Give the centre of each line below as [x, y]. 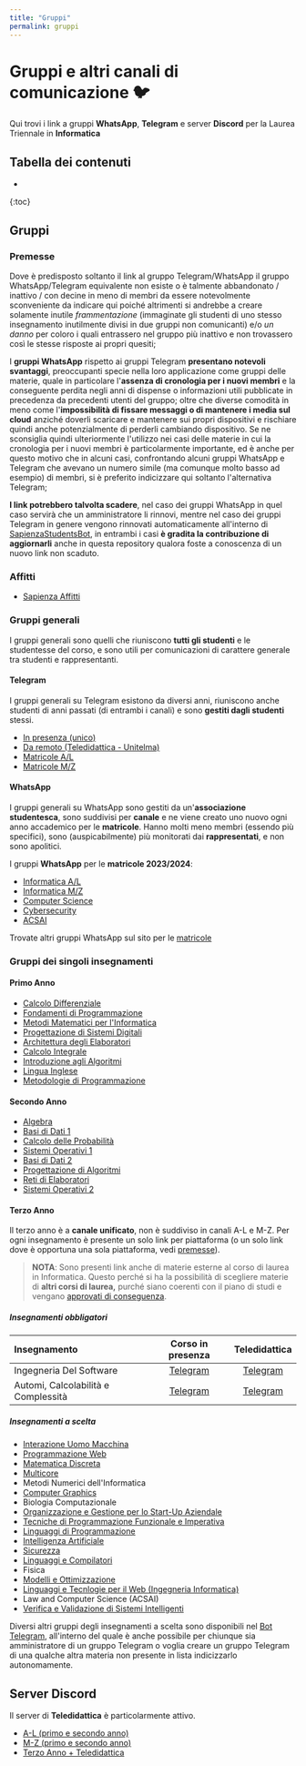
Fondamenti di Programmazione [82, 1013]
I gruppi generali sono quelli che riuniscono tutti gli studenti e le [130, 640]
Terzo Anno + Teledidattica [73, 1752]
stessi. [22, 719]
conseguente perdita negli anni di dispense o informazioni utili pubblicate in [151, 390]
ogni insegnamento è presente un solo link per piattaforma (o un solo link [147, 1240]
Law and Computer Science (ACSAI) [91, 1599]
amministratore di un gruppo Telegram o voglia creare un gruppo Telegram [149, 1646]
